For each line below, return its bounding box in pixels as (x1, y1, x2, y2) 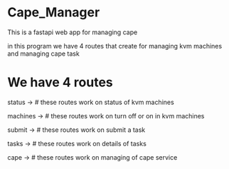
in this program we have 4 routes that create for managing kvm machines (7, 41, 223, 50)
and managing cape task (7, 49, 80, 58)
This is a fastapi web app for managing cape (7, 28, 138, 36)
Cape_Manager (7, 4, 100, 21)
